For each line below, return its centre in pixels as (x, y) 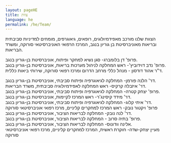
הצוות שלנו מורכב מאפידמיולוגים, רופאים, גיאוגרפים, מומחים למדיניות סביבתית (81, 39)
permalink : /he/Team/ (28, 24)
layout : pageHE (22, 10)
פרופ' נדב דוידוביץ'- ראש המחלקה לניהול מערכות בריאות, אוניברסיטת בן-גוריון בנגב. (86, 65)
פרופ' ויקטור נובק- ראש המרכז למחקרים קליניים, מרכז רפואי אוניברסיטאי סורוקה (81, 108)
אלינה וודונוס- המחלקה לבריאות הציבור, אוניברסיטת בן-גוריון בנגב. (69, 124)
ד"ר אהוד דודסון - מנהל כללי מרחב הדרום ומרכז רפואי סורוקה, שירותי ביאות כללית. (84, 71)
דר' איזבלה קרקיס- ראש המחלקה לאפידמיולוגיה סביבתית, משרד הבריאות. (76, 86)
